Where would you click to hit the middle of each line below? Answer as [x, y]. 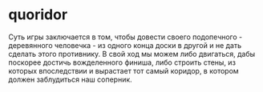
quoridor [38, 15]
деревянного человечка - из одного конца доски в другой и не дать [125, 45]
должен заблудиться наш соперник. [70, 79]
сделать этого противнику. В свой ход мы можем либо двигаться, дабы [132, 54]
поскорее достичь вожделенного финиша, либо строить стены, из [122, 62]
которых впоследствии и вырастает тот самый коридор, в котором [123, 70]
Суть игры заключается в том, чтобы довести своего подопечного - [125, 37]
